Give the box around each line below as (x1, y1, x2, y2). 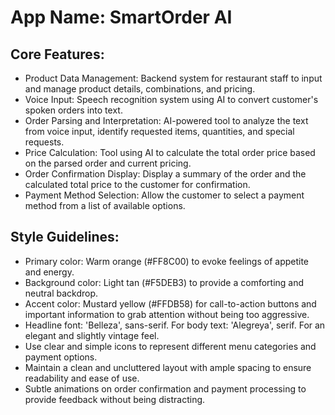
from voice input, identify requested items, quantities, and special (24, 126, 295, 137)
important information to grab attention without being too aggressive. (24, 308, 310, 320)
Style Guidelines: (10, 229, 120, 246)
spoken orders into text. (24, 104, 123, 116)
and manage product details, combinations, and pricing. (24, 83, 256, 95)
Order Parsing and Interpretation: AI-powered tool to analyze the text (24, 115, 309, 126)
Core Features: (10, 46, 105, 63)
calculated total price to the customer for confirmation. (24, 179, 251, 190)
